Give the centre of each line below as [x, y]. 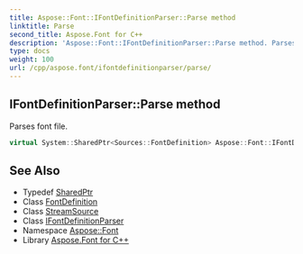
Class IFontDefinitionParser [73, 221]
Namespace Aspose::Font [70, 231]
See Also [35, 171]
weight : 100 [32, 59]
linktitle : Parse [42, 26]
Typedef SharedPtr [58, 192]
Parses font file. [39, 126]
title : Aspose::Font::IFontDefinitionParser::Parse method [123, 18]
